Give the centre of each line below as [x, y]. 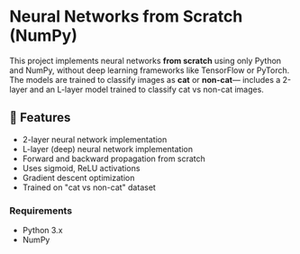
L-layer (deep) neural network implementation [108, 149]
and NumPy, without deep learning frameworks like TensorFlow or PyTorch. [150, 70]
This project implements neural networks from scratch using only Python [145, 60]
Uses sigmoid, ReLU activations [81, 168]
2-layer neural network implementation [95, 139]
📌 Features [40, 118]
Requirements [41, 211]
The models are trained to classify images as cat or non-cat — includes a [145, 79]
